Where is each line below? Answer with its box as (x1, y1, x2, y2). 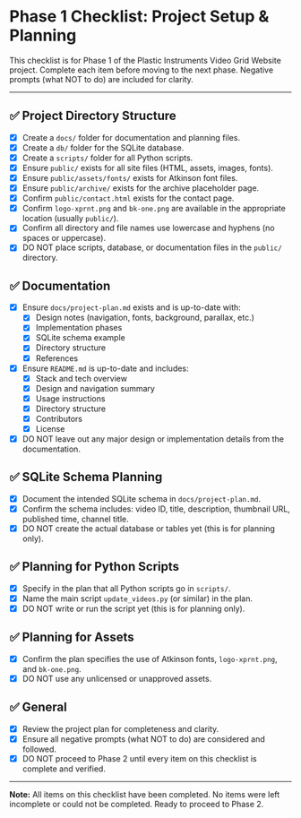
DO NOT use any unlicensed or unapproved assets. (21, 673, 212, 684)
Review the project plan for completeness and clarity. (21, 723, 219, 734)
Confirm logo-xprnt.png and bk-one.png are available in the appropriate (21, 203, 287, 214)
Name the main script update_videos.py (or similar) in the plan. (21, 593, 254, 604)
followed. (21, 744, 56, 754)
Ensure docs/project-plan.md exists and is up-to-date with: (21, 302, 242, 313)
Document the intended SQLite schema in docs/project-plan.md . (21, 493, 262, 504)
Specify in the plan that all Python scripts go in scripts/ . (21, 582, 231, 593)
